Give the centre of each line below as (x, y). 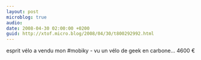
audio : (14, 23)
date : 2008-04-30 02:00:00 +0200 (48, 28)
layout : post (22, 12)
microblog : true (26, 17)
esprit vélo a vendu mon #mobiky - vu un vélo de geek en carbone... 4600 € (100, 50)
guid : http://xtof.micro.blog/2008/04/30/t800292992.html (80, 34)
